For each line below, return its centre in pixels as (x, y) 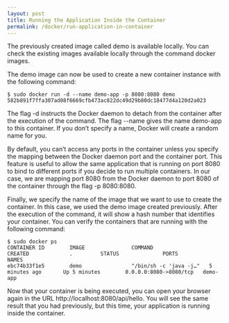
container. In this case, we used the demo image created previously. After (112, 207)
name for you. (27, 135)
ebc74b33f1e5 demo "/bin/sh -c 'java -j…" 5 (110, 266)
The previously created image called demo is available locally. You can (108, 47)
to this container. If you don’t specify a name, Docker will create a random (113, 129)
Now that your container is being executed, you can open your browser (109, 291)
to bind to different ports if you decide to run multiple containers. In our (109, 172)
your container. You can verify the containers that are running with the (108, 222)
